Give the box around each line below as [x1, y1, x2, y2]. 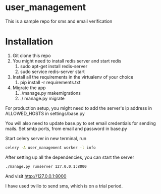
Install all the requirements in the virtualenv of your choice [12, 74, 134, 80]
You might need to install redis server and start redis [12, 57, 122, 64]
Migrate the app [12, 85, 46, 91]
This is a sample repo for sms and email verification [5, 18, 113, 24]
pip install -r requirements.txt [20, 79, 81, 85]
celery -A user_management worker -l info [5, 145, 96, 150]
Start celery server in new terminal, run [5, 135, 87, 141]
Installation [5, 36, 53, 47]
